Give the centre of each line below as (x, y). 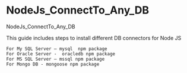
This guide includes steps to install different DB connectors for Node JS (94, 38)
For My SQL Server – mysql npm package (57, 49)
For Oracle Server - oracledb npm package (61, 54)
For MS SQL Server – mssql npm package (56, 59)
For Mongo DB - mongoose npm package (53, 64)
